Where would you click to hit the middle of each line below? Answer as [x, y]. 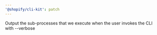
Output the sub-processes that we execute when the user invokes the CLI [79, 23]
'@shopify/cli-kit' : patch [32, 9]
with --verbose [20, 28]
